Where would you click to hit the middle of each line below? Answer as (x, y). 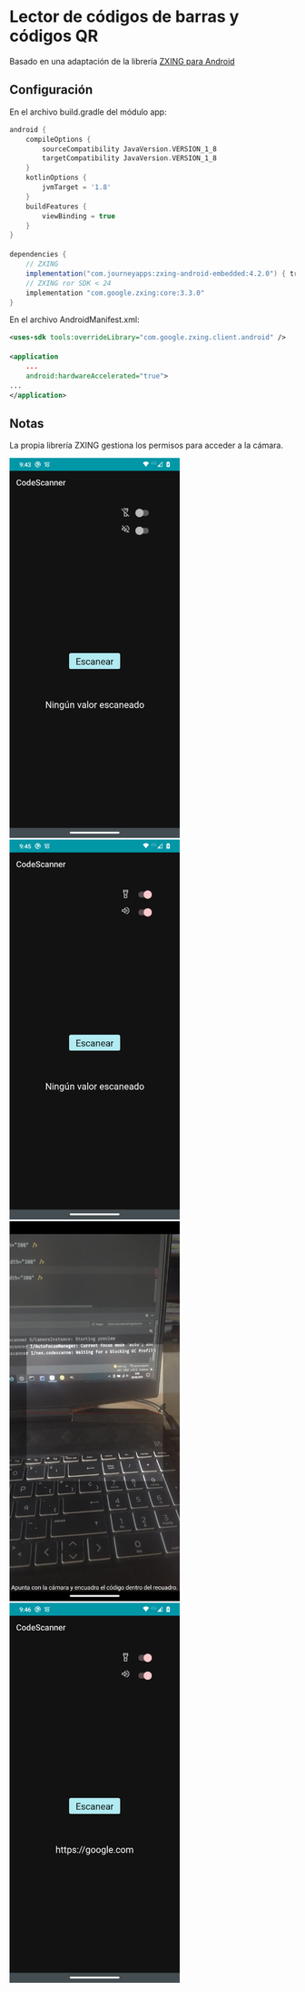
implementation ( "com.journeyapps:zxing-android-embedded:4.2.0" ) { (156, 273)
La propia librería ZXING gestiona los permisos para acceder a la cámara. (147, 445)
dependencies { (38, 255)
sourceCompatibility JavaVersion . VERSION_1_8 (130, 149)
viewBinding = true (79, 216)
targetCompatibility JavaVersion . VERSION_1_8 (130, 158)
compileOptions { (59, 139)
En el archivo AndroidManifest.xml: (74, 319)
